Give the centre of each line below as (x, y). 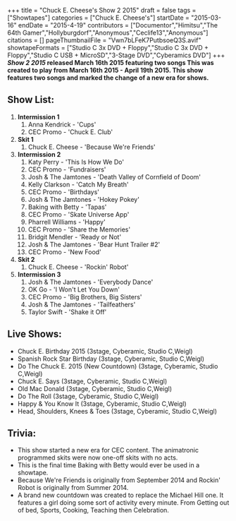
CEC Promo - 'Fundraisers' (67, 169)
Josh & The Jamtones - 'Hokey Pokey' (83, 199)
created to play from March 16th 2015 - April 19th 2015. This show (105, 70)
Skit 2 (26, 259)
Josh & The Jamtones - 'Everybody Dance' (91, 282)
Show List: (31, 100)
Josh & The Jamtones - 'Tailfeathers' (82, 304)
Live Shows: (35, 334)
